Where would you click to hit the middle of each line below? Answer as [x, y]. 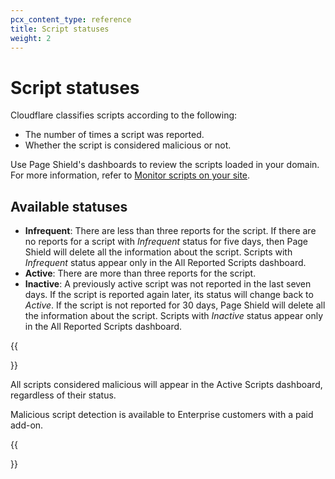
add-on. [27, 425]
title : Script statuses [60, 29]
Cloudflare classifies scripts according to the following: [124, 115]
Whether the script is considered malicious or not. [128, 145]
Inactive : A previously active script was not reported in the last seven [168, 284]
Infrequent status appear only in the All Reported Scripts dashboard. [165, 263]
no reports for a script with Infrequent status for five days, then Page [166, 242]
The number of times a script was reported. [114, 135]
